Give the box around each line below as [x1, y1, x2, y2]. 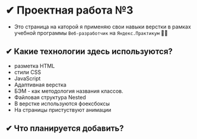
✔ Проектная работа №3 [5, 4, 134, 17]
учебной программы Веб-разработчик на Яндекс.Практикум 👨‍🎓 [14, 29, 169, 36]
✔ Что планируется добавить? [5, 124, 124, 134]
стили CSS [14, 69, 42, 76]
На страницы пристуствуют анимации [14, 106, 112, 113]
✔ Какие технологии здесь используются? [5, 47, 173, 57]
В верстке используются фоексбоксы [14, 100, 110, 107]
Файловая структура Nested [14, 93, 87, 101]
